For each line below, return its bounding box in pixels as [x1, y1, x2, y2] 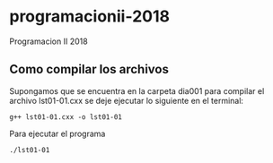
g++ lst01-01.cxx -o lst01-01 [9, 112, 123, 122]
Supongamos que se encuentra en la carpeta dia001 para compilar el [9, 85, 265, 96]
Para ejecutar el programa [9, 128, 106, 139]
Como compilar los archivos [9, 62, 169, 77]
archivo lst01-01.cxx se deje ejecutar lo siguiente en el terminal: [9, 95, 244, 106]
